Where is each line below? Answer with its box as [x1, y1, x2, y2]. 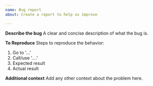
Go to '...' [12, 49, 31, 55]
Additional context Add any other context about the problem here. [5, 75, 143, 81]
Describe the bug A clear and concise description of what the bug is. [5, 30, 148, 36]
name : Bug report [5, 7, 42, 12]
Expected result [12, 60, 45, 66]
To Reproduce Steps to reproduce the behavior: [5, 39, 104, 45]
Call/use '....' [12, 54, 38, 60]
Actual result [12, 65, 39, 71]
